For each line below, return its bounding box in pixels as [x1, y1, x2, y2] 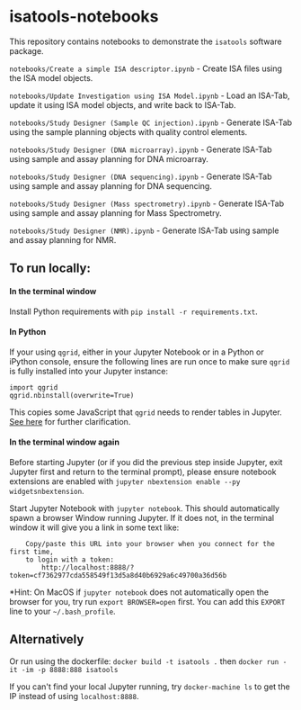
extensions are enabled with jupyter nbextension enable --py [9, 475, 241, 487]
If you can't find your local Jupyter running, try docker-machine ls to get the [9, 681, 290, 692]
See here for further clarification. [9, 416, 131, 427]
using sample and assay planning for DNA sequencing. [9, 180, 213, 191]
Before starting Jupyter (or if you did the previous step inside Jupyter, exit [9, 456, 283, 467]
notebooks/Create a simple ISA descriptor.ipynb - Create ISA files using [9, 63, 283, 74]
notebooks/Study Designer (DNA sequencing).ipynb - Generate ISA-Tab [9, 171, 272, 182]
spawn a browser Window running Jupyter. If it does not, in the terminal [9, 512, 275, 523]
